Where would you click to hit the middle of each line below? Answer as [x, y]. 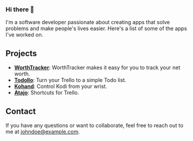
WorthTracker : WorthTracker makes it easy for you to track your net [97, 68]
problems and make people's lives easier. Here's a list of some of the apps [96, 28]
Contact [21, 111]
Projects [21, 53]
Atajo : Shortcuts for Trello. [46, 93]
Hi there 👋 [20, 9]
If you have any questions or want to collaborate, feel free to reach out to [95, 125]
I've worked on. [25, 35]
